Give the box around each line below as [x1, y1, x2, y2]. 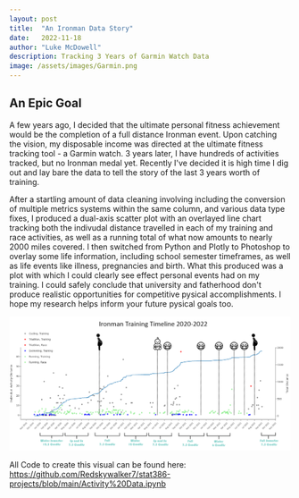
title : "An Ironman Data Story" [9, 23, 134, 33]
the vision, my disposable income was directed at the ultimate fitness [9, 139, 263, 149]
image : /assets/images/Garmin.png [9, 62, 138, 71]
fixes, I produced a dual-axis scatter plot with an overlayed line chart [9, 213, 262, 224]
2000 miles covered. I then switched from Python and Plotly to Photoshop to [9, 241, 290, 252]
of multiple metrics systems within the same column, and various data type [9, 203, 286, 214]
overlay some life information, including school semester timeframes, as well [9, 250, 291, 261]
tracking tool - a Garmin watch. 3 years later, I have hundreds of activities [9, 148, 279, 158]
